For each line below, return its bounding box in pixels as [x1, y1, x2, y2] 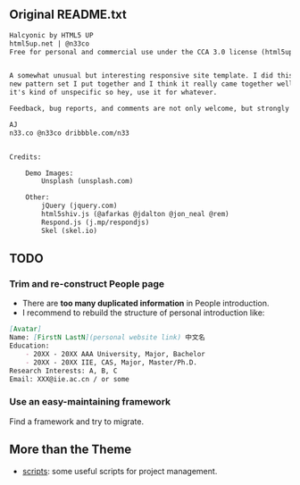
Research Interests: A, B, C [9, 366, 118, 375]
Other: [25, 193, 50, 202]
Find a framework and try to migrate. [9, 415, 145, 427]
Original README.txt [9, 7, 127, 22]
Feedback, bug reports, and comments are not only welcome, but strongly [9, 105, 290, 113]
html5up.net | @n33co [9, 39, 90, 48]
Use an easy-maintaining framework [9, 396, 171, 408]
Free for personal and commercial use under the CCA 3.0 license [9, 47, 257, 56]
